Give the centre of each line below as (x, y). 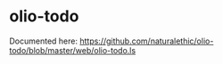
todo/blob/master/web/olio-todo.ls (73, 50)
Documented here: (44, 41)
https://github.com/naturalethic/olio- (147, 41)
